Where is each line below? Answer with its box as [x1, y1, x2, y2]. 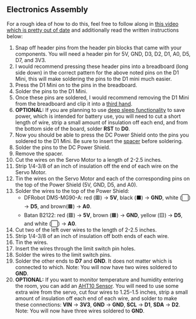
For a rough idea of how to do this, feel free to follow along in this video [6, 20, 179, 27]
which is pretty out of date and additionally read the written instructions [6, 26, 179, 33]
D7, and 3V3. [15, 56, 46, 63]
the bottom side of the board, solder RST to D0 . [15, 125, 130, 132]
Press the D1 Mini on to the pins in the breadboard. [15, 82, 137, 89]
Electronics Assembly [6, 5, 88, 15]
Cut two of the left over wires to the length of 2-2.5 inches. [15, 226, 157, 233]
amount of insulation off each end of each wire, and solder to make [15, 294, 177, 301]
